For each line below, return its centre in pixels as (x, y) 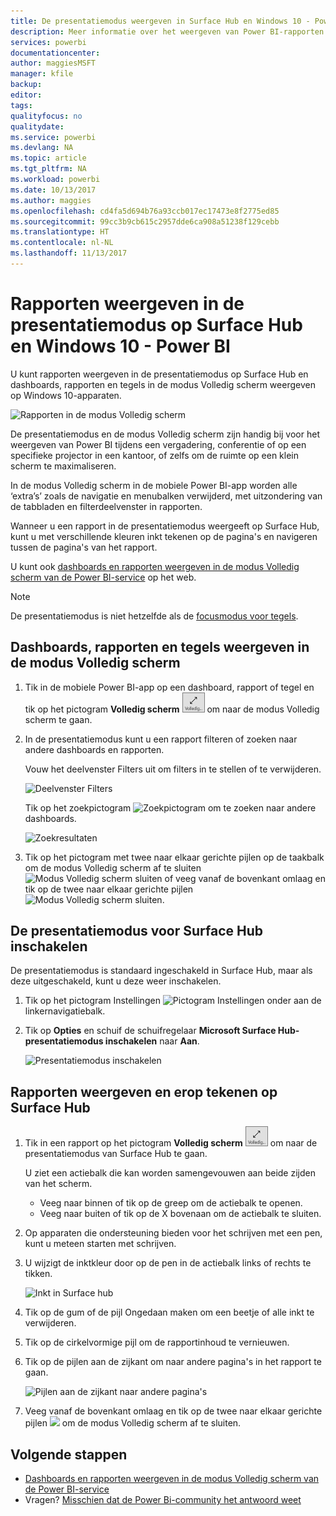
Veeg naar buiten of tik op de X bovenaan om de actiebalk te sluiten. (180, 1214)
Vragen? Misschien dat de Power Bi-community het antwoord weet (163, 1500)
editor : (26, 95)
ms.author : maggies (51, 200)
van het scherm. (58, 1184)
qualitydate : (37, 126)
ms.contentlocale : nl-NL (62, 243)
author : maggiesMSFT (53, 63)
